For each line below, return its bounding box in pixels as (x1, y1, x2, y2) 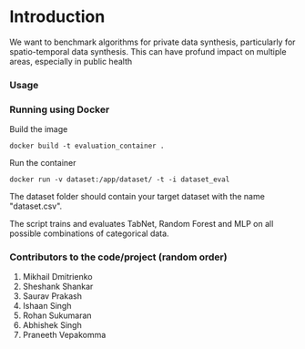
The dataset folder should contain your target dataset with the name (9, 191, 266, 202)
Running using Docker (9, 103, 110, 116)
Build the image (9, 124, 68, 135)
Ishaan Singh (22, 301, 72, 312)
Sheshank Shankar (22, 281, 94, 293)
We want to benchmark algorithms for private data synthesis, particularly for (9, 36, 296, 47)
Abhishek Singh (22, 320, 82, 331)
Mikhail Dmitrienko (22, 272, 93, 282)
